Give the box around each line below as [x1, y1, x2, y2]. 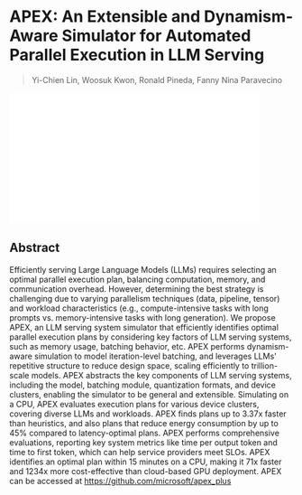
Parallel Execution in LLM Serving [9, 45, 265, 65]
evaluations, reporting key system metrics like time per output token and [9, 436, 278, 448]
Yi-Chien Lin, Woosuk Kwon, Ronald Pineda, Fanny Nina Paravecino [31, 74, 282, 85]
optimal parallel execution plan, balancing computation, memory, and [9, 274, 266, 285]
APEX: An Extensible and [9, 6, 201, 27]
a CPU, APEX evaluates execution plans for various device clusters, [9, 398, 260, 409]
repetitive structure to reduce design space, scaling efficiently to [9, 360, 250, 371]
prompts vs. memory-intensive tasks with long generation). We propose [9, 312, 277, 322]
